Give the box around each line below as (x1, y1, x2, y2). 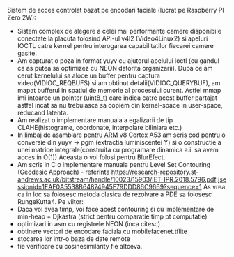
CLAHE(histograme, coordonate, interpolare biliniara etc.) (17, 124, 182, 131)
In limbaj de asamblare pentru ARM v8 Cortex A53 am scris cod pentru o (17, 131, 226, 139)
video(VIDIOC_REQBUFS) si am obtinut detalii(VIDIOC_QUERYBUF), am (17, 79, 221, 87)
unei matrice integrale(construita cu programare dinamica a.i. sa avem (17, 146, 219, 154)
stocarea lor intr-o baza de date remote (17, 235, 131, 243)
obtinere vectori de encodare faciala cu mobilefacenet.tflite (17, 227, 188, 235)
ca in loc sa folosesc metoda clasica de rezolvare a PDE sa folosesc (17, 190, 212, 198)
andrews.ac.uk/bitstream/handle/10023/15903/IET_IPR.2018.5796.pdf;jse (17, 175, 227, 184)
